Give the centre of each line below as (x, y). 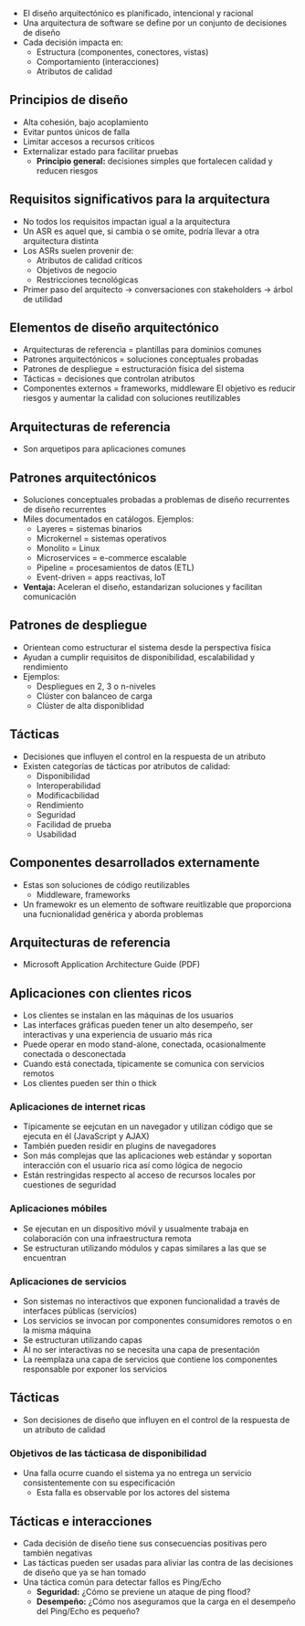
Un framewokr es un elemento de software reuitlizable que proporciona (157, 904)
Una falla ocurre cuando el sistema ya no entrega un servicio (137, 1473)
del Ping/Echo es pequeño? (88, 1610)
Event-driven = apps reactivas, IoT (101, 577)
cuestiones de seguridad (69, 1185)
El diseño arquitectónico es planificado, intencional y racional (138, 13)
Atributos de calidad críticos (89, 260)
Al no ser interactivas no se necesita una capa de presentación (141, 1350)
